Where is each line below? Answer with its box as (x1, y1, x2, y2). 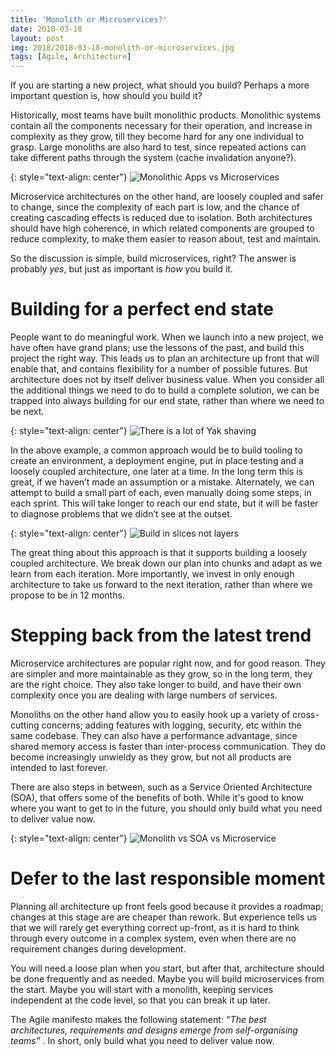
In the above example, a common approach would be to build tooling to (10, 444, 303, 456)
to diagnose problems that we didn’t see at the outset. (10, 508, 233, 520)
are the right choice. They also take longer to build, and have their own (10, 679, 302, 690)
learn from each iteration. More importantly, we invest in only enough (10, 568, 295, 580)
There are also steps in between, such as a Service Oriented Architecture (10, 781, 313, 793)
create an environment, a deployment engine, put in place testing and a (10, 455, 304, 467)
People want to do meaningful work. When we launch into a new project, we (10, 331, 324, 343)
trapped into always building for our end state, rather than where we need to (10, 395, 325, 407)
